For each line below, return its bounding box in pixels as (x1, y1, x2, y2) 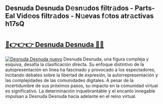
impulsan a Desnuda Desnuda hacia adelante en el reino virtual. (5, 93, 137, 99)
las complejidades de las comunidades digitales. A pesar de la (5, 77, 134, 83)
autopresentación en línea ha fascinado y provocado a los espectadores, (5, 67, 156, 72)
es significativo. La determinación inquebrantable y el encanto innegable (5, 88, 155, 94)
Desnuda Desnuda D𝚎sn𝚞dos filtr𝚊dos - (5, 4, 134, 12)
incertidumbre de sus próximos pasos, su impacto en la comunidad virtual (5, 82, 158, 88)
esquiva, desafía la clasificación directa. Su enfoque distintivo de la (5, 61, 144, 67)
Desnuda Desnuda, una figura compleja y (63, 56, 149, 62)
